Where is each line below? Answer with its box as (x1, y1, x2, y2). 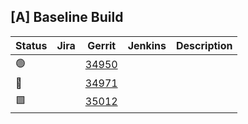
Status (15, 38, 48, 52)
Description (176, 38, 233, 52)
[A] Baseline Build (10, 9, 124, 26)
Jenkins (127, 38, 167, 52)
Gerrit (87, 38, 117, 52)
